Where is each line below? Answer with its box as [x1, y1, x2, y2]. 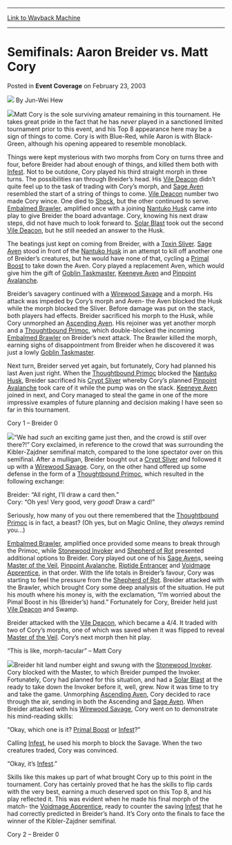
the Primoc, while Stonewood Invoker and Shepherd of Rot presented [7, 546, 204, 555]
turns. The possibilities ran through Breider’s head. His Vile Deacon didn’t [7, 175, 215, 183]
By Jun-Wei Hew [15, 96, 64, 104]
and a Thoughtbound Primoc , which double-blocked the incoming [7, 326, 195, 335]
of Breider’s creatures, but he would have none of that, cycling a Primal [7, 254, 209, 262]
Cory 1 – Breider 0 [7, 419, 59, 427]
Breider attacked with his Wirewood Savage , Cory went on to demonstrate [7, 704, 218, 713]
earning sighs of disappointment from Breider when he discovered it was [7, 341, 215, 349]
